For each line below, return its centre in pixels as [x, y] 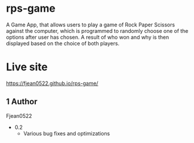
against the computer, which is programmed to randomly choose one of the [97, 30]
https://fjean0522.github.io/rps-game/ [52, 83]
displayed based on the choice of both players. [63, 43]
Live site [27, 67]
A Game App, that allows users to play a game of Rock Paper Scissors [91, 25]
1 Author [22, 102]
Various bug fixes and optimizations [67, 133]
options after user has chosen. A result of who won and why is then [88, 37]
